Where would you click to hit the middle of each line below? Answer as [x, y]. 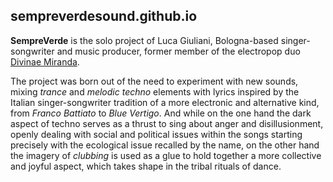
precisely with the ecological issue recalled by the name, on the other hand [165, 145]
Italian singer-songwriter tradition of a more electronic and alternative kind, [165, 102]
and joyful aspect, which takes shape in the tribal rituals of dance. [146, 166]
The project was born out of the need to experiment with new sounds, [154, 81]
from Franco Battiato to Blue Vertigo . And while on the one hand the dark [161, 113]
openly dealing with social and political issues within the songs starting [156, 134]
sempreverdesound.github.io [104, 16]
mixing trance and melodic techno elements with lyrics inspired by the [155, 91]
